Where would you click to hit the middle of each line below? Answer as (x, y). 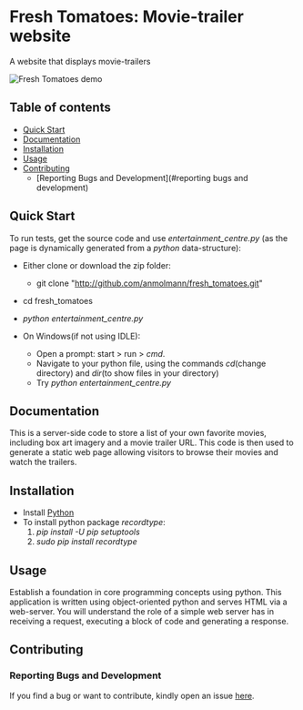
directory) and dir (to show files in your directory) (127, 373)
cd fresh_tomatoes (58, 300)
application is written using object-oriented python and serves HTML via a (149, 602)
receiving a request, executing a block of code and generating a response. (149, 621)
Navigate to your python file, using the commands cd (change (151, 363)
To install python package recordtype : (94, 522)
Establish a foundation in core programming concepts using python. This (146, 592)
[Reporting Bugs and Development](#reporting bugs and (142, 177)
